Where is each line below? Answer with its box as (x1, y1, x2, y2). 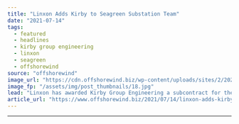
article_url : (7, 96, 46, 103)
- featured (14, 30, 46, 38)
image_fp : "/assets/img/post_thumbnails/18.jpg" (7, 83, 154, 90)
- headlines (14, 37, 50, 44)
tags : (7, 23, 23, 30)
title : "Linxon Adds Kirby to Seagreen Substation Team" (7, 10, 180, 18)
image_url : (7, 76, 40, 84)
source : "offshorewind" (7, 69, 78, 77)
